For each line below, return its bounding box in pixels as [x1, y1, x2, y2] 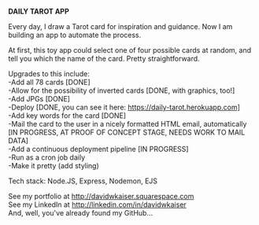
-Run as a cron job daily [8, 153, 86, 162]
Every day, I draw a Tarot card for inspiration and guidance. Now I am [8, 22, 233, 31]
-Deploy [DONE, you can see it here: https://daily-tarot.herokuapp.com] [8, 102, 240, 112]
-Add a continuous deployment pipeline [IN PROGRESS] [8, 145, 189, 153]
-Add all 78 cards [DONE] [8, 78, 91, 87]
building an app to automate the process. [8, 31, 142, 39]
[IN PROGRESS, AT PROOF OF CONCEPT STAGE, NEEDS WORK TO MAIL [8, 127, 246, 137]
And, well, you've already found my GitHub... [8, 208, 154, 217]
